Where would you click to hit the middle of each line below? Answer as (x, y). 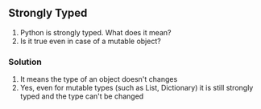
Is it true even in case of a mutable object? (90, 41)
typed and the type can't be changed (82, 96)
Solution (25, 62)
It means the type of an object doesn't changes (99, 79)
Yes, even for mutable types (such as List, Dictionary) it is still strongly (137, 88)
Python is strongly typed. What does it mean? (95, 32)
